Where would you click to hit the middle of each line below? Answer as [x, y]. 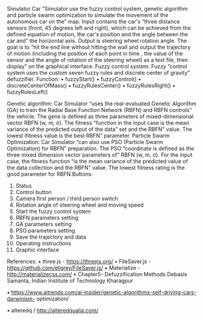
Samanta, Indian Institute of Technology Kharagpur [70, 281]
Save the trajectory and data [51, 237]
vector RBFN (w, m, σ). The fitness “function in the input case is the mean [98, 123]
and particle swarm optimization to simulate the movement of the [88, 15]
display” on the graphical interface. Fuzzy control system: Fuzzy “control [97, 66]
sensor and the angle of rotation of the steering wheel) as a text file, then [98, 60]
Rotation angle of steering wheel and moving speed [80, 205]
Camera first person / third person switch [67, 199]
